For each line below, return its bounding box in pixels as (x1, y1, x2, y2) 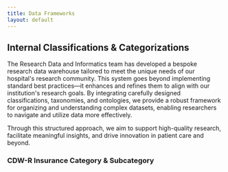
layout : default (7, 16, 54, 23)
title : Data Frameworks (7, 10, 76, 17)
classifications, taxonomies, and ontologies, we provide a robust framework (7, 97, 221, 105)
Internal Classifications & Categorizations (7, 42, 190, 53)
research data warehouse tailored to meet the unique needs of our (7, 67, 195, 75)
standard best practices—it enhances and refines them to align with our (7, 82, 210, 90)
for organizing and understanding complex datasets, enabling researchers (7, 103, 217, 112)
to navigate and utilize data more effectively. (7, 111, 133, 119)
